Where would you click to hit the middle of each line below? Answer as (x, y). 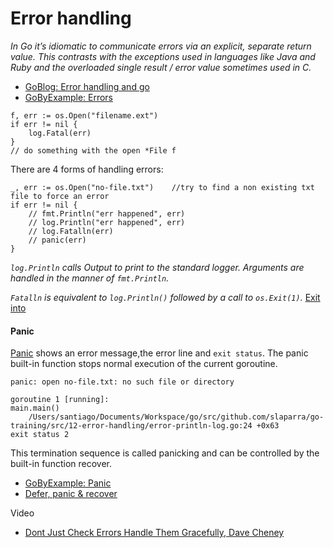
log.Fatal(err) (60, 133)
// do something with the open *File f (93, 150)
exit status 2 (40, 435)
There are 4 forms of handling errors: (87, 169)
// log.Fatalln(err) (71, 231)
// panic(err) (57, 240)
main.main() (35, 408)
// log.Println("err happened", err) (107, 222)
